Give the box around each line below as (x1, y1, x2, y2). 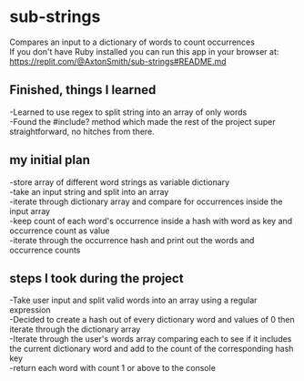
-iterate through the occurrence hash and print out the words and (9, 234, 255, 245)
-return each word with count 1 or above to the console (9, 363, 217, 374)
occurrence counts (9, 244, 81, 255)
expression (9, 304, 52, 315)
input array (9, 205, 51, 216)
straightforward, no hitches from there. (9, 126, 155, 137)
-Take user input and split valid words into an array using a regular (9, 294, 258, 306)
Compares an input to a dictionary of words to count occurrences (9, 36, 255, 47)
